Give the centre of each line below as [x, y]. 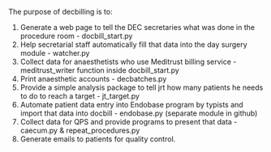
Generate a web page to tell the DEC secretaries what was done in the [138, 27]
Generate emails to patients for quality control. [98, 139]
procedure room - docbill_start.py [76, 36]
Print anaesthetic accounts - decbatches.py [93, 79]
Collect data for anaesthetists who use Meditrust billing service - [128, 61]
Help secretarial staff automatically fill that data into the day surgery [133, 44]
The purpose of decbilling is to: [60, 12]
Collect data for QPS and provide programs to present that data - [129, 122]
